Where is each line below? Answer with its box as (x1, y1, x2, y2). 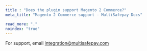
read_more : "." (5, 21, 38, 27)
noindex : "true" (5, 26, 40, 31)
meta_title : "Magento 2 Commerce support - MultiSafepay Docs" (5, 12, 143, 17)
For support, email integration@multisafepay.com (5, 40, 109, 46)
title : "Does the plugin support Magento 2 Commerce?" (5, 7, 127, 13)
